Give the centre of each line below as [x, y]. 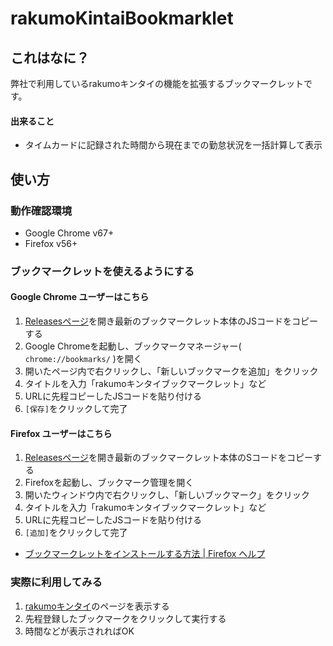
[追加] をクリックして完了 [76, 533]
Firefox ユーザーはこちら [61, 433]
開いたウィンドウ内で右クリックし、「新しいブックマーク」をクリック [167, 495]
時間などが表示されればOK [79, 631]
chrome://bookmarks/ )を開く [83, 359]
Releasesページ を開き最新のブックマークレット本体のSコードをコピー [168, 458]
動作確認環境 [41, 210]
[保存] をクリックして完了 [76, 409]
